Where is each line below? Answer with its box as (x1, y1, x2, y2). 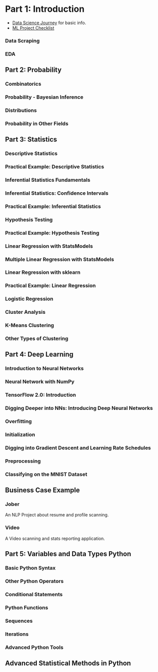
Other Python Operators (5, 577, 64, 584)
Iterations (5, 631, 29, 638)
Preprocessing (5, 457, 41, 464)
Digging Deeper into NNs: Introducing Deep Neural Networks (5, 405, 153, 412)
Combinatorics (5, 80, 42, 87)
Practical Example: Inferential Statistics (5, 203, 102, 210)
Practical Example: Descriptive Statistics (5, 164, 105, 170)
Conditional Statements (5, 591, 63, 598)
